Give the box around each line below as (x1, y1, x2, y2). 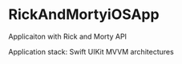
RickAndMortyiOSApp (8, 6, 160, 24)
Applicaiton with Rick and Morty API (8, 32, 127, 41)
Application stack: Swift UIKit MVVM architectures (8, 47, 174, 56)
